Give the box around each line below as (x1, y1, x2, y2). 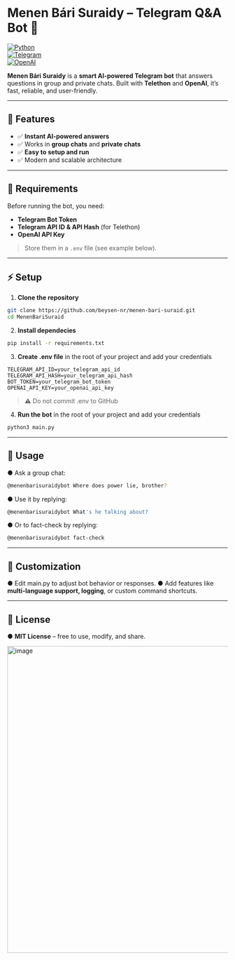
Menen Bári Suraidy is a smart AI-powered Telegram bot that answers (7, 72, 213, 80)
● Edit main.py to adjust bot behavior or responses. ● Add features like (7, 579, 214, 588)
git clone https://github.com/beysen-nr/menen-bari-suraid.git (7, 307, 196, 314)
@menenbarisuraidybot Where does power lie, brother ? (7, 482, 168, 489)
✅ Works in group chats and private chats (17, 140, 141, 148)
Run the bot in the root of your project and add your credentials (17, 410, 201, 419)
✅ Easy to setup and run (17, 147, 90, 156)
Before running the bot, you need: (7, 201, 105, 210)
